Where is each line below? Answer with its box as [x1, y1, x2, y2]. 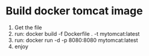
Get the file [14, 24, 43, 31]
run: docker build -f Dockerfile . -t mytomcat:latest [14, 30, 140, 37]
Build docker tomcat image [5, 4, 143, 18]
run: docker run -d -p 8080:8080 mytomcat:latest [14, 36, 138, 43]
